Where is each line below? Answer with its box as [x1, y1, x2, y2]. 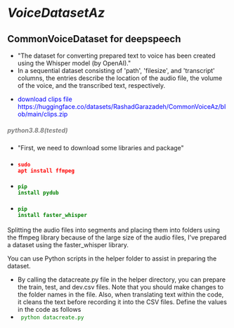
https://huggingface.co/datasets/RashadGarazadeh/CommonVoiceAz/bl [17, 103, 226, 110]
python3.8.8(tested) [7, 126, 68, 134]
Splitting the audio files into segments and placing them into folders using [7, 226, 220, 235]
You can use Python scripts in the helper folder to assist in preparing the [7, 254, 217, 263]
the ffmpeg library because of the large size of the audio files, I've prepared [7, 233, 227, 242]
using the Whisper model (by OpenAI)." [17, 59, 131, 67]
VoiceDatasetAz [7, 5, 105, 21]
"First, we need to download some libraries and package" [17, 143, 184, 152]
